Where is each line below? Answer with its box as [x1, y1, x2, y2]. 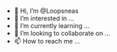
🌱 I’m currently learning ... [13, 22, 90, 30]
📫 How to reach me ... [13, 37, 80, 45]
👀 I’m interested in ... [13, 14, 74, 22]
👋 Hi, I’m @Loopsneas [13, 7, 79, 15]
